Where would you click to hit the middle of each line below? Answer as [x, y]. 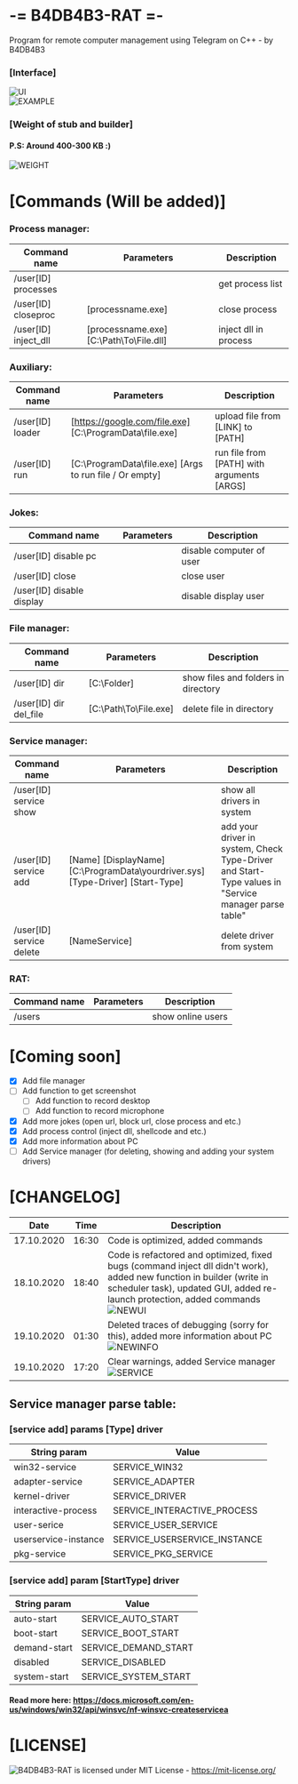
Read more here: [40, 1700]
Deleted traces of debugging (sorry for [188, 1324]
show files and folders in [233, 677]
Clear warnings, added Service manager [192, 1361]
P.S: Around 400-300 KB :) [60, 145]
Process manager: [50, 229]
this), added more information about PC [190, 1336]
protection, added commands [199, 1299]
